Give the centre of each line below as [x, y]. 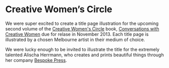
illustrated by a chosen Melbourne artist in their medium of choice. [75, 40]
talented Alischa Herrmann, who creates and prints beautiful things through [85, 55]
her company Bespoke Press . [36, 60]
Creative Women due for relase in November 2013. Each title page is [77, 34]
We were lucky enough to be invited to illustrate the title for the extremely [82, 49]
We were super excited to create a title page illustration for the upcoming [82, 23]
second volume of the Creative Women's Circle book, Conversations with [82, 28]
